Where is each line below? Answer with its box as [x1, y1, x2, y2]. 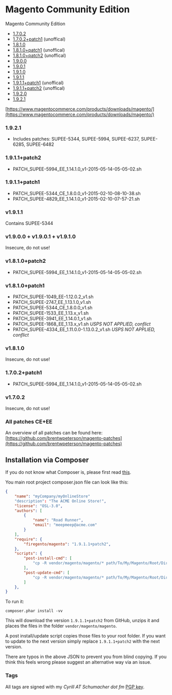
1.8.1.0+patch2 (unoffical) [12, 52, 67, 59]
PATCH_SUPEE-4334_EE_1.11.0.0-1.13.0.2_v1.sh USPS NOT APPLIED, [12, 326, 156, 333]
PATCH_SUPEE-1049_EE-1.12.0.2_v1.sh [12, 294, 94, 300]
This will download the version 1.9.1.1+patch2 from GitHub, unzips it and [5, 617, 160, 624]
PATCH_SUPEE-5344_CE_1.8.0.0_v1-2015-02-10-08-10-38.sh [12, 190, 141, 196]
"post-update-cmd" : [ [24, 570, 70, 575]
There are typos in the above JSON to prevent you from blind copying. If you [5, 653, 167, 660]
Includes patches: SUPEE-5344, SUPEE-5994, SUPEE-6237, [12, 136, 140, 142]
